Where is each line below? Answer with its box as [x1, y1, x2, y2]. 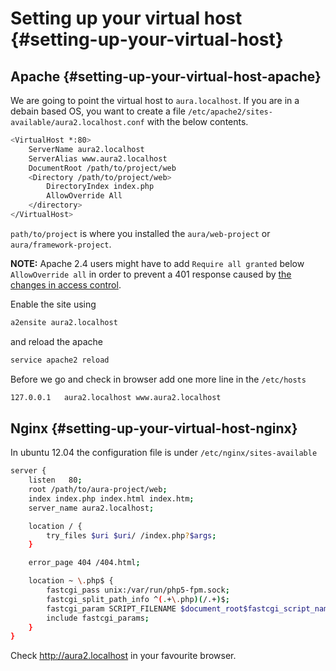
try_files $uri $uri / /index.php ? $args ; [46, 530, 217, 541]
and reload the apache [10, 335, 103, 347]
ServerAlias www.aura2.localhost [28, 153, 168, 164]
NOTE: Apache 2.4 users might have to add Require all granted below [10, 257, 305, 269]
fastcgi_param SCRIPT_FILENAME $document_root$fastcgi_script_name [46, 603, 333, 614]
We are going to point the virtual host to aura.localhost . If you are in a [10, 95, 300, 106]
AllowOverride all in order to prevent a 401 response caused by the [10, 268, 292, 280]
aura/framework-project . [10, 238, 112, 250]
